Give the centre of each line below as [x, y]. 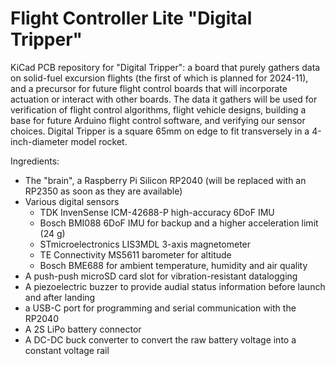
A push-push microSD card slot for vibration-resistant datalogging [161, 276]
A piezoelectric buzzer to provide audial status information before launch [175, 286]
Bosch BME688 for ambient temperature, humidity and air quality [173, 265]
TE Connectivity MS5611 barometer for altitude [135, 254]
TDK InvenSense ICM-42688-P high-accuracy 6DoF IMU [157, 212]
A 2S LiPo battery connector [83, 329]
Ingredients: [35, 161]
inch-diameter [39, 141]
